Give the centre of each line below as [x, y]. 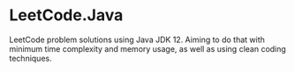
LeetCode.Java [66, 15]
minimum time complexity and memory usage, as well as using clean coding [148, 48]
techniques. [30, 58]
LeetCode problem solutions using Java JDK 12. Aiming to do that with [137, 40]
